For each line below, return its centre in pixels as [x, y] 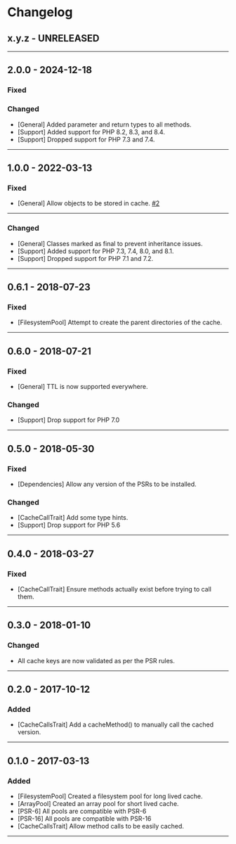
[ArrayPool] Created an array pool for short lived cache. [98, 804]
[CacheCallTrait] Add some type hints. [73, 518]
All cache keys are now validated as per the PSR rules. [96, 660]
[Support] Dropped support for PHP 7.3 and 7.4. [86, 139]
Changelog [40, 12]
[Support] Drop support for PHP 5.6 [69, 525]
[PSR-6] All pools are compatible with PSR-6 [82, 811]
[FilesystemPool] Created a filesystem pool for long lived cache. [110, 796]
